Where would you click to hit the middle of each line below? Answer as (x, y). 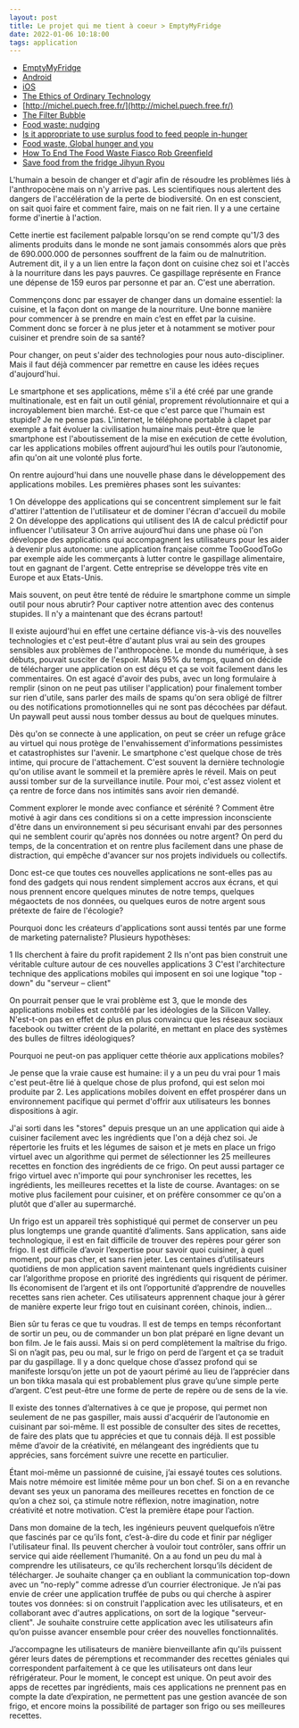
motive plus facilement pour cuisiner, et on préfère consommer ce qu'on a (145, 1195)
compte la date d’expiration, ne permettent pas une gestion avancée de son (148, 1697)
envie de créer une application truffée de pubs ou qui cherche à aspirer (141, 1594)
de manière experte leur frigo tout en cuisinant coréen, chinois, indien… (141, 1307)
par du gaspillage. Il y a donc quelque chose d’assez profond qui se (133, 1362)
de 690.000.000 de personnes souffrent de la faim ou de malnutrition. (138, 254)
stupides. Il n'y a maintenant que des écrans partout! (106, 614)
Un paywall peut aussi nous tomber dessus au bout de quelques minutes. (144, 717)
